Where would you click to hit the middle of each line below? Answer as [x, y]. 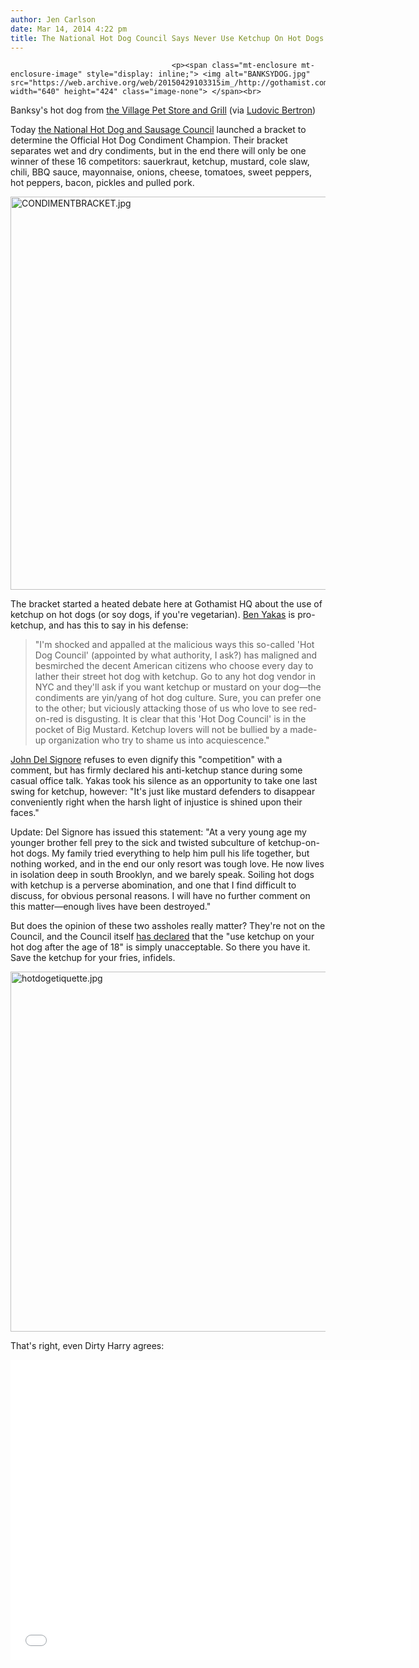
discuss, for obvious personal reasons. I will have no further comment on [160, 896]
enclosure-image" [46, 74]
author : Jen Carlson [53, 19]
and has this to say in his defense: [118, 625]
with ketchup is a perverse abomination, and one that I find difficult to [153, 885]
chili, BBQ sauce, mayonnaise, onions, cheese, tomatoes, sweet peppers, [161, 172]
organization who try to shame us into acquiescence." [159, 740]
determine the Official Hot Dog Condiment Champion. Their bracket [149, 140]
